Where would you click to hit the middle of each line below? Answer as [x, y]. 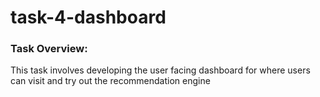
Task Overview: [49, 49]
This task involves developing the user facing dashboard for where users [160, 70]
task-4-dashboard [88, 17]
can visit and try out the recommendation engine [110, 81]
